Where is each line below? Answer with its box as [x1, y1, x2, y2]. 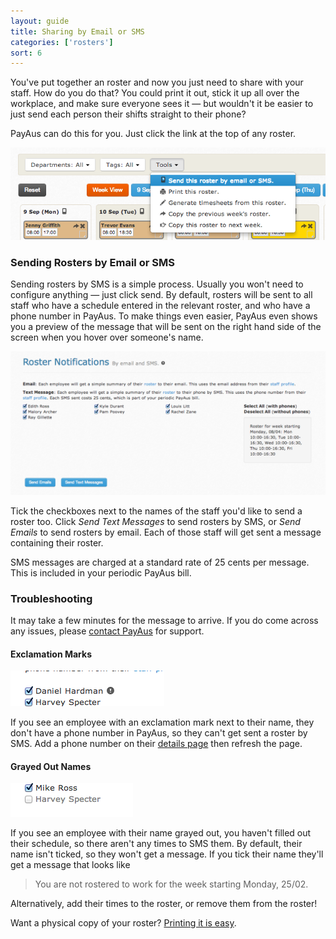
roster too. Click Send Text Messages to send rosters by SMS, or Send [10, 515, 301, 527]
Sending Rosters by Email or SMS [10, 255, 175, 269]
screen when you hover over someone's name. [10, 331, 204, 344]
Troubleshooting [10, 591, 93, 605]
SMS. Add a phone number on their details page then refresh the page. [10, 738, 303, 750]
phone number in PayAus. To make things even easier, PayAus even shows [10, 310, 318, 322]
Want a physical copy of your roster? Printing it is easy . [10, 917, 237, 929]
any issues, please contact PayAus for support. [10, 625, 205, 637]
